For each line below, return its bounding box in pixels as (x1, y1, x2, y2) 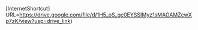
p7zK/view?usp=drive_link (5, 18, 71, 24)
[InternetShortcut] (5, 5, 50, 12)
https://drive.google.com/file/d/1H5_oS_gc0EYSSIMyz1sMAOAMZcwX (19, 11, 193, 18)
